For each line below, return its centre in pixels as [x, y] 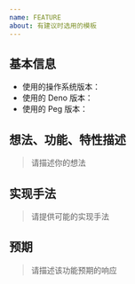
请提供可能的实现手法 [70, 216]
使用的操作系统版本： [61, 87]
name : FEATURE [36, 17]
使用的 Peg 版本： [55, 109]
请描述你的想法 [58, 163]
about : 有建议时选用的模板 [53, 26]
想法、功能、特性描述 [67, 140]
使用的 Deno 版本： [57, 98]
